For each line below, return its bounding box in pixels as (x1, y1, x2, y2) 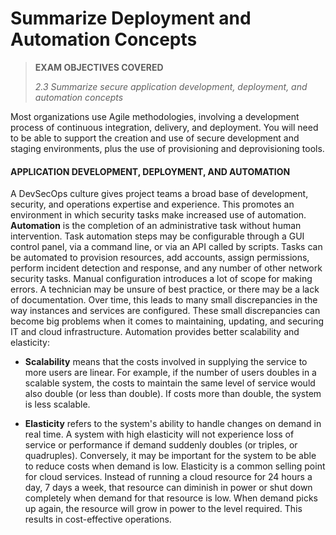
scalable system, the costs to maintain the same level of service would (24, 377, 316, 389)
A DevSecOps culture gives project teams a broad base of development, (10, 188, 309, 200)
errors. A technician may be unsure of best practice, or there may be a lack (10, 283, 320, 296)
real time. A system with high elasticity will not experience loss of (24, 428, 295, 441)
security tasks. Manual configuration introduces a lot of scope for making (10, 273, 313, 285)
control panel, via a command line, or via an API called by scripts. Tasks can (10, 241, 323, 253)
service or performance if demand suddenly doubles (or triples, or (24, 439, 298, 451)
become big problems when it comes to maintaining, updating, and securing (10, 315, 325, 327)
